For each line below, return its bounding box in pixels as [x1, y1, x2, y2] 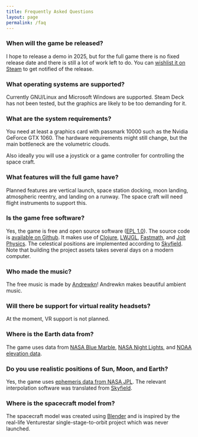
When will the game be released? [6, 39, 103, 47]
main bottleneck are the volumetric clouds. [6, 140, 111, 148]
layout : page [6, 14, 38, 20]
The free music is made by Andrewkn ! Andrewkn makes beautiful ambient [6, 281, 186, 288]
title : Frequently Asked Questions [6, 8, 94, 15]
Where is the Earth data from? [6, 330, 94, 338]
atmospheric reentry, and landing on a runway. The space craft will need [6, 193, 183, 200]
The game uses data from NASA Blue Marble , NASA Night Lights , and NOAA [6, 343, 192, 351]
